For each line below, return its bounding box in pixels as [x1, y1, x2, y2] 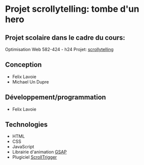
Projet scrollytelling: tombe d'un [5, 3, 140, 15]
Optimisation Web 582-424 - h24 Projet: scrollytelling [5, 47, 114, 52]
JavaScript [12, 144, 34, 150]
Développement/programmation [5, 93, 106, 102]
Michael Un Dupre [12, 79, 49, 84]
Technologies [5, 120, 48, 129]
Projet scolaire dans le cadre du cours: [5, 33, 125, 42]
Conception [5, 60, 42, 69]
